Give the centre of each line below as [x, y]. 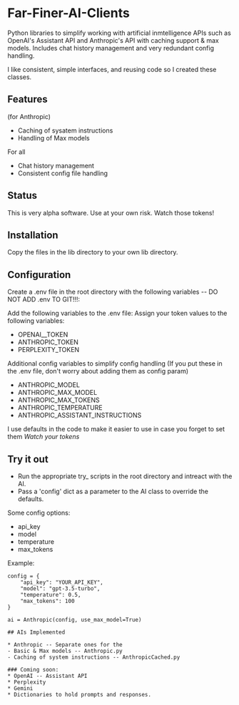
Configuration [39, 275]
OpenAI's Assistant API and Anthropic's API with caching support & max [113, 40]
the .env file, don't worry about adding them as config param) [98, 371]
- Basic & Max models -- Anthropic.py [65, 651]
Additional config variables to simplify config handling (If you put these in [115, 364]
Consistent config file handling [63, 173]
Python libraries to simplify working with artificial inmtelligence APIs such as [119, 33]
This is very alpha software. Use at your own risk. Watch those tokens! [111, 212]
